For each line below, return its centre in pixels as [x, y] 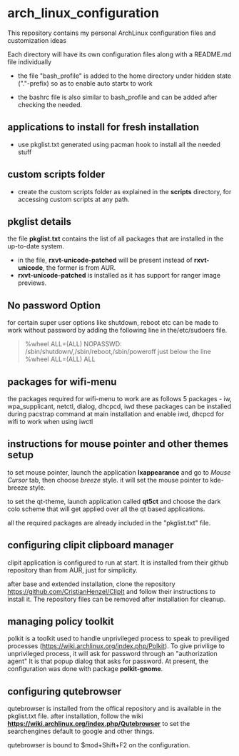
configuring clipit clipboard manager [91, 545]
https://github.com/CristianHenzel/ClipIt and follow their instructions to [112, 591]
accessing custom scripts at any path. [73, 199]
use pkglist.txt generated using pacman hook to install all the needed [119, 144]
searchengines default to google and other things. [81, 731]
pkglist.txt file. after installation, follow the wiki [75, 716]
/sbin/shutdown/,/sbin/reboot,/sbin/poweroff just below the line [118, 352]
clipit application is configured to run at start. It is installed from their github [118, 563]
